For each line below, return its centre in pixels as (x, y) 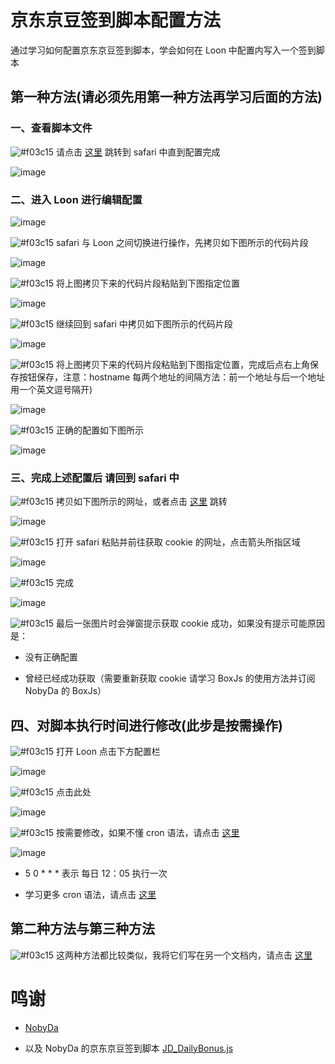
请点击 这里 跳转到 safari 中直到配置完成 (138, 152)
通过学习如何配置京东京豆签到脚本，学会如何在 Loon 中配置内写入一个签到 (163, 50)
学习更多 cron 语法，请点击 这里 (90, 895)
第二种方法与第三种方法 (82, 929)
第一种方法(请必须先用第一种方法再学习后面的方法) (166, 97)
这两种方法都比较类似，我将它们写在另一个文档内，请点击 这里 (184, 955)
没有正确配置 (51, 657)
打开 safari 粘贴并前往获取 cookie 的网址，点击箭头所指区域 (178, 542)
